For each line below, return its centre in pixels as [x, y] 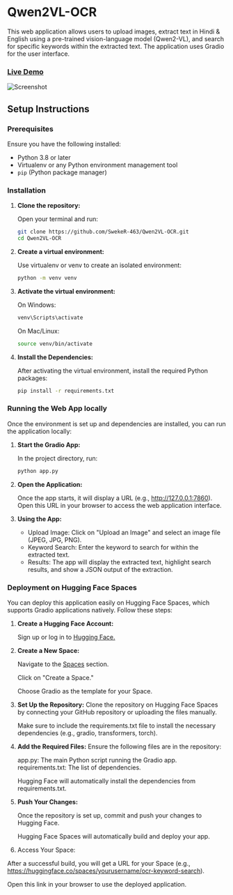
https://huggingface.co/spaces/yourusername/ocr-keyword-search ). [106, 871]
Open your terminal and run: [58, 219]
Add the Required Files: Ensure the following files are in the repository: [119, 746]
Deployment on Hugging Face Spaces [72, 587]
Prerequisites [30, 128]
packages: [32, 378]
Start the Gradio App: [49, 444]
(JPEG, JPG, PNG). [55, 540]
